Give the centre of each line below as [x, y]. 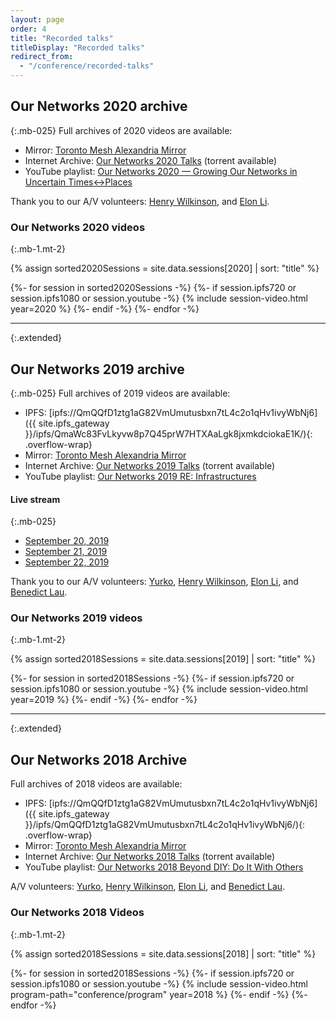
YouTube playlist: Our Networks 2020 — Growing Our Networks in [161, 171]
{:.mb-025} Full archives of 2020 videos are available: [121, 130]
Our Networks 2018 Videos [77, 913]
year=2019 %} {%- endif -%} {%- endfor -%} [104, 700]
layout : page [37, 19]
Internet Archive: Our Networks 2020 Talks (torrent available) [151, 160]
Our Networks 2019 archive [97, 369]
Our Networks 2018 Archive [99, 759]
